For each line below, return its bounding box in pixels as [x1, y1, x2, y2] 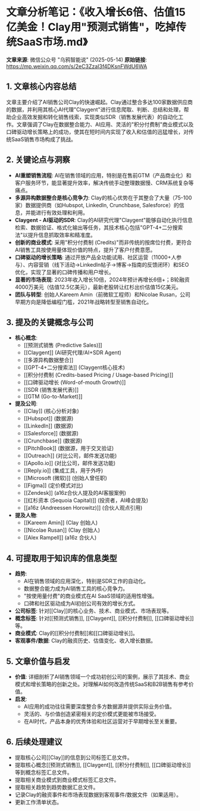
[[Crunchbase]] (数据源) [23, 437, 83, 444]
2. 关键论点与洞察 [6, 155, 70, 165]
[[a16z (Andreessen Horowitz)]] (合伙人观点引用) [23, 504, 143, 511]
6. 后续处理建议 [6, 737, 62, 747]
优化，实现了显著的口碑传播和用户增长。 [14, 269, 114, 276]
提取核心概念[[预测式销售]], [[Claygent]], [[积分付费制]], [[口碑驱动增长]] [14, 761, 191, 768]
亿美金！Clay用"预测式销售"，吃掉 [6, 20, 176, 34]
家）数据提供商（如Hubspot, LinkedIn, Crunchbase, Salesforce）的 [14, 201, 180, 208]
